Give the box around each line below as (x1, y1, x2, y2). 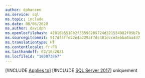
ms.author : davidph (5, 26, 46, 31)
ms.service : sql (5, 12, 39, 17)
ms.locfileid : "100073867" (5, 53, 62, 59)
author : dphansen (5, 7, 42, 12)
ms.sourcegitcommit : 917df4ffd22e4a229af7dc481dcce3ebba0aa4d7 (5, 35, 140, 40)
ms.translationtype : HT (5, 40, 55, 45)
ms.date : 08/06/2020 (5, 21, 49, 26)
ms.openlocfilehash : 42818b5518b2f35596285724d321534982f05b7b (5, 30, 140, 35)
